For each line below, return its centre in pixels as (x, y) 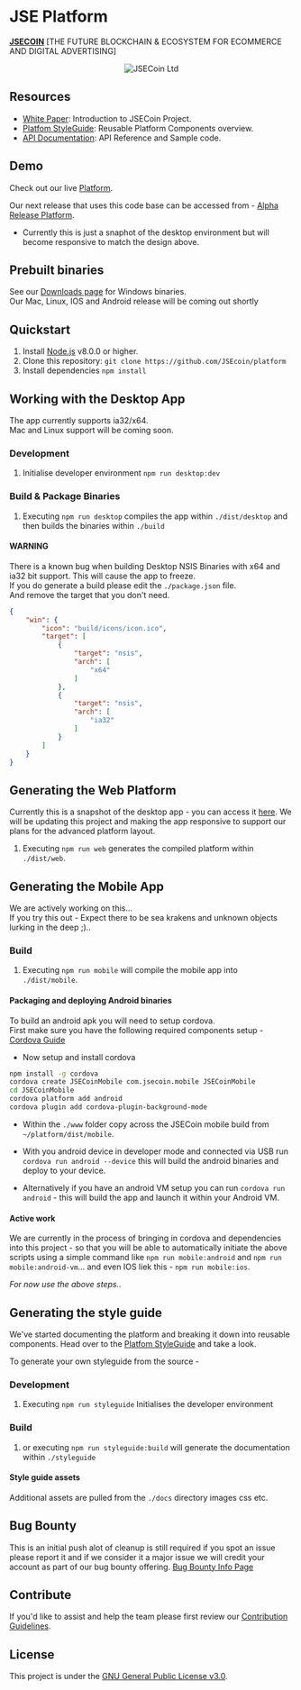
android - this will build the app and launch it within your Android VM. (150, 1197)
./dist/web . (44, 859)
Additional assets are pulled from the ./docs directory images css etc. (139, 1497)
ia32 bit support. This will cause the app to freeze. (103, 576)
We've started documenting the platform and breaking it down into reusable (150, 1334)
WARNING (29, 546)
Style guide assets (45, 1477)
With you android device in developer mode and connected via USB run (155, 1151)
